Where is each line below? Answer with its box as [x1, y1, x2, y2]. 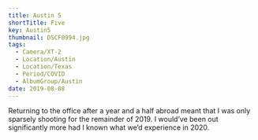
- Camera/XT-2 [15, 48, 62, 56]
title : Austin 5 [8, 11, 62, 20]
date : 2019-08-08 [8, 84, 65, 93]
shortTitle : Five [8, 19, 65, 27]
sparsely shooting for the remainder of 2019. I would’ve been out [8, 115, 219, 124]
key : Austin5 [8, 26, 51, 34]
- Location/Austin [15, 56, 77, 64]
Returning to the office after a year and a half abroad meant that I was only [8, 106, 251, 116]
